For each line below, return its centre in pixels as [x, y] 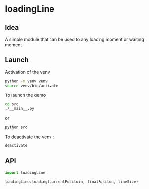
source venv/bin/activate [32, 86]
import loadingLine [25, 172]
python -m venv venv [26, 81]
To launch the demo [25, 95]
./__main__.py [20, 109]
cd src [12, 104]
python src [16, 127]
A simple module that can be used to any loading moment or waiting [75, 39]
